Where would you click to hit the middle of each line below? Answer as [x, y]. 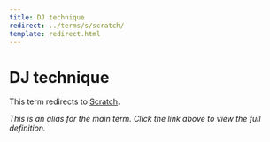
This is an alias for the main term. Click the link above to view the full [135, 119]
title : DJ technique [47, 17]
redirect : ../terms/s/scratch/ [67, 26]
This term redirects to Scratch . [65, 101]
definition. [27, 128]
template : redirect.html [55, 34]
